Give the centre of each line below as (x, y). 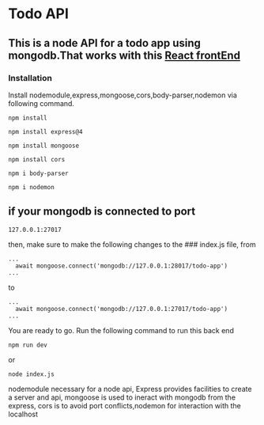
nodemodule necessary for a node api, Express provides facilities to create (130, 389)
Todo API (39, 14)
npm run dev (28, 345)
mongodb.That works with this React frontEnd (124, 55)
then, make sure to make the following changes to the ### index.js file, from (132, 244)
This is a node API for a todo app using (105, 43)
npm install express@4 (45, 131)
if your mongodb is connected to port (102, 212)
